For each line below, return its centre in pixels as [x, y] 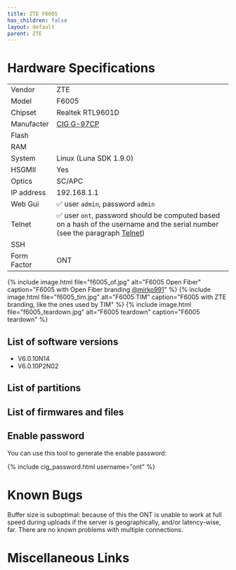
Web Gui [25, 204]
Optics [22, 182]
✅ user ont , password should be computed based [138, 215]
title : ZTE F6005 [33, 14]
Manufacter [30, 124]
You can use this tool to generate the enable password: [87, 453]
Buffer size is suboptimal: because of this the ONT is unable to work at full [115, 514]
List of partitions [44, 388]
